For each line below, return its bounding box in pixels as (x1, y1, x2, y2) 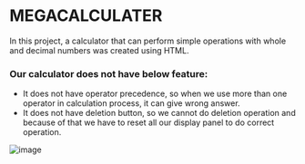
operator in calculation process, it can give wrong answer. (22, 98, 240, 109)
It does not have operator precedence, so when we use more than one (22, 88, 288, 100)
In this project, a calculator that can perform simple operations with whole (9, 35, 287, 46)
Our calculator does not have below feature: (9, 67, 208, 80)
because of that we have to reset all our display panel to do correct (22, 117, 275, 128)
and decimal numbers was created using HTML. (9, 44, 189, 55)
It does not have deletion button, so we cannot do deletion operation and (22, 108, 296, 119)
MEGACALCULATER (9, 5, 163, 26)
